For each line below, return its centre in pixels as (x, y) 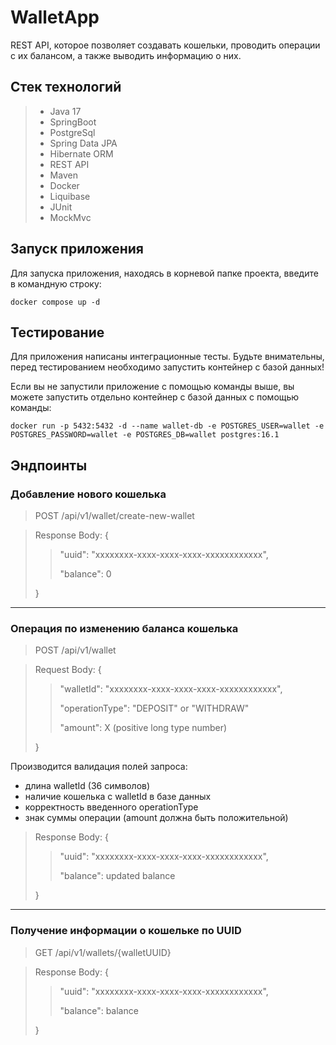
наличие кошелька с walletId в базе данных (118, 797)
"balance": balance (99, 1010)
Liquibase (70, 196)
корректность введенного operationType (111, 807)
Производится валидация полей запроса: (99, 767)
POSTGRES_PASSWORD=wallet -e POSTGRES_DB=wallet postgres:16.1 (145, 435)
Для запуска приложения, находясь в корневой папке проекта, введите (164, 273)
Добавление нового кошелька (88, 494)
